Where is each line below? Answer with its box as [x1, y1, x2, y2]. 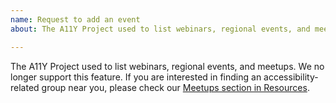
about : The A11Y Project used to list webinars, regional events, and [10, 24, 311, 34]
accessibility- [263, 71, 319, 83]
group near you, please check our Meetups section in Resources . [41, 81, 310, 93]
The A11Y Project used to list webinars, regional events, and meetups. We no [10, 60, 325, 72]
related [10, 81, 40, 93]
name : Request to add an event [10, 14, 141, 25]
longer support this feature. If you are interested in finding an [10, 71, 262, 83]
